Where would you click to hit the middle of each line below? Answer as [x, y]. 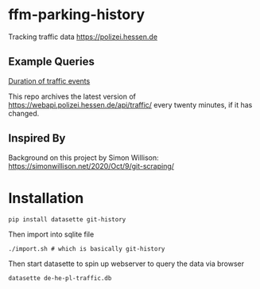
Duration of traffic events [49, 80]
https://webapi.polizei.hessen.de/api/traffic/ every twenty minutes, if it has [130, 104]
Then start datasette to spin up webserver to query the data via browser [126, 264]
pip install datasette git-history [67, 219]
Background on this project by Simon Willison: [83, 158]
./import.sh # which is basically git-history [87, 248]
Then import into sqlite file [51, 234]
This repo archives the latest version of [72, 96]
